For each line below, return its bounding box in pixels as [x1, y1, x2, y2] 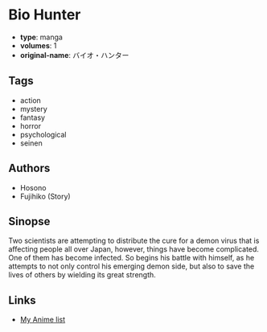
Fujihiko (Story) [19, 191, 71, 201]
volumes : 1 [19, 40, 57, 50]
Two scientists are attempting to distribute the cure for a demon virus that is [8, 236, 260, 246]
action [19, 95, 42, 105]
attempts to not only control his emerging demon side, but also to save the [8, 261, 255, 271]
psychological [19, 129, 67, 139]
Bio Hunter [8, 6, 81, 24]
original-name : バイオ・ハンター [19, 50, 129, 59]
